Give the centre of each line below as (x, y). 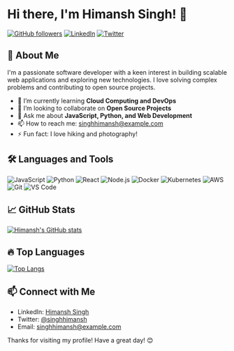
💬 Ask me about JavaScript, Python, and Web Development (105, 115)
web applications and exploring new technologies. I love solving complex (112, 80)
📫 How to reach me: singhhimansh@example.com (90, 123)
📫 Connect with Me (51, 291)
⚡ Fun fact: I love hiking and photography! (77, 134)
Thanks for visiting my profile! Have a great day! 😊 (80, 340)
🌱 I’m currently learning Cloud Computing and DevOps (97, 100)
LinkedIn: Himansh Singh (53, 312)
